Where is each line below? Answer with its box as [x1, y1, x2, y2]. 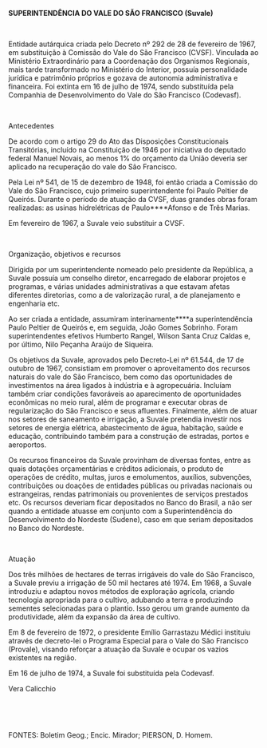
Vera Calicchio [8, 684, 57, 693]
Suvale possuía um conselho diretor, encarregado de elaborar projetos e [8, 273, 246, 283]
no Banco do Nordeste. [8, 524, 84, 532]
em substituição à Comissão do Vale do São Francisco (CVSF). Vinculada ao [8, 48, 259, 57]
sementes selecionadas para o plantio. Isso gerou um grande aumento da [8, 604, 249, 613]
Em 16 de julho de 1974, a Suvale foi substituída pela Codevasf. [8, 668, 215, 678]
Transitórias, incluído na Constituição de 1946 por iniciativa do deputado [8, 145, 246, 154]
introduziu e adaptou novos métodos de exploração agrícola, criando [8, 587, 235, 596]
